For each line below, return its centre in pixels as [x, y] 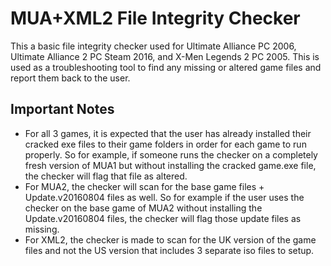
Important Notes [62, 109]
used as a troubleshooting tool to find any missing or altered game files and [166, 67]
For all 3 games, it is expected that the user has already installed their [168, 133]
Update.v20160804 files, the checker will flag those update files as [163, 218]
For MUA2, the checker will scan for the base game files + [144, 186]
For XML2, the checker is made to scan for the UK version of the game [170, 239]
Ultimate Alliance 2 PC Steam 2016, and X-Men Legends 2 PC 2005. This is [165, 56]
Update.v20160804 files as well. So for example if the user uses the [164, 197]
